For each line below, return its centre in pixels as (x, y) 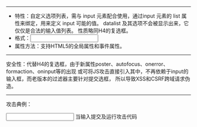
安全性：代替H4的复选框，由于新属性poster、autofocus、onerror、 (87, 64)
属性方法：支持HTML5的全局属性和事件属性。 (70, 46)
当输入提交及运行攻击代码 (106, 116)
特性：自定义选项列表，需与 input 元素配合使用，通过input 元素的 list (97, 16)
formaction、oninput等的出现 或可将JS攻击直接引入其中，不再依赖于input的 (97, 71)
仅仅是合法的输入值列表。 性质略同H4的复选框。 (73, 31)
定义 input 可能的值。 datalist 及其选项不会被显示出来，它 (120, 23)
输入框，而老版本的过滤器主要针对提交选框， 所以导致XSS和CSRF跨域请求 (96, 79)
